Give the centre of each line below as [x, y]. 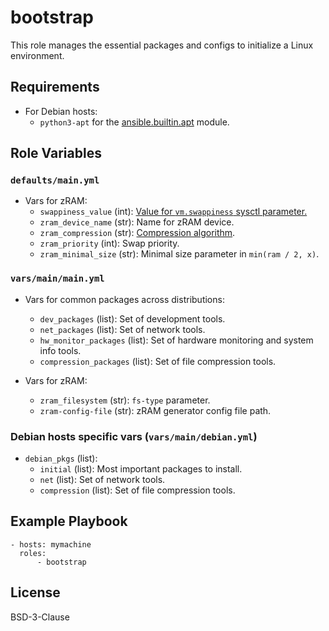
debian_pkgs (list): [61, 458]
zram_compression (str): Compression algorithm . [137, 233]
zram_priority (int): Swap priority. [109, 243]
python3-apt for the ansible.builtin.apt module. [134, 122]
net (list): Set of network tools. [102, 480]
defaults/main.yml [55, 180]
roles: [33, 553]
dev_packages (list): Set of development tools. [132, 318]
